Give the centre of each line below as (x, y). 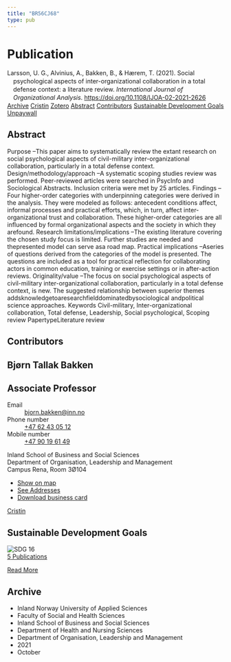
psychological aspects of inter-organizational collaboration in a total (109, 81)
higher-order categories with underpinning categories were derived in (121, 195)
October (29, 652)
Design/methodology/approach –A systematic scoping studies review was (112, 173)
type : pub (21, 20)
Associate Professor (52, 388)
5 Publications (27, 556)
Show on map (36, 483)
